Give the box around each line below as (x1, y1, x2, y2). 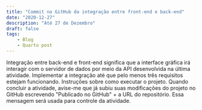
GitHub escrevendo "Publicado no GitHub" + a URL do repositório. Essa (6, 91, 184, 98)
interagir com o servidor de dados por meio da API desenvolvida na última (6, 65, 191, 72)
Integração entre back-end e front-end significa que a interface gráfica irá (6, 58, 191, 66)
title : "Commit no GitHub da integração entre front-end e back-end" (6, 8, 185, 15)
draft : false (6, 25, 39, 32)
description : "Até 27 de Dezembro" (6, 20, 96, 26)
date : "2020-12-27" (6, 14, 55, 20)
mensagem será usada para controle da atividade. (6, 97, 131, 104)
